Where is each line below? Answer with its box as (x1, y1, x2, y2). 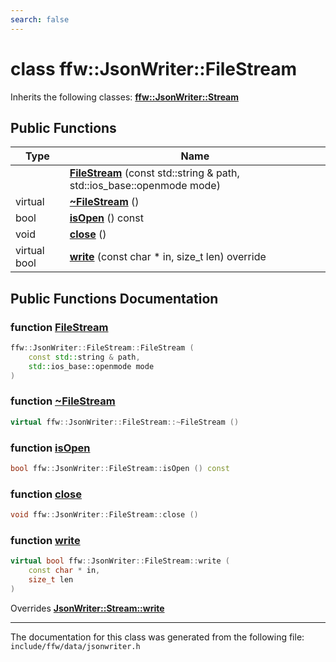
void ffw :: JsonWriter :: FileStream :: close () (10, 510, 199, 520)
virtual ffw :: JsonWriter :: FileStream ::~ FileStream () (10, 417, 240, 427)
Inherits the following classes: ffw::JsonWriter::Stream (10, 91, 240, 103)
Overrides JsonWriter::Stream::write (10, 602, 165, 614)
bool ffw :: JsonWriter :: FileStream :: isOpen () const (10, 464, 230, 474)
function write (10, 534, 81, 547)
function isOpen (10, 441, 91, 455)
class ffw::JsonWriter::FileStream (10, 57, 298, 80)
